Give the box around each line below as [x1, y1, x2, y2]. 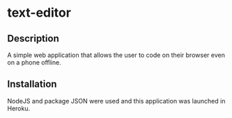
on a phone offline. [7, 58, 61, 67]
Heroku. [7, 104, 30, 112]
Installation [7, 78, 57, 90]
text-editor [7, 5, 72, 21]
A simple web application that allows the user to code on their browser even [7, 51, 225, 59]
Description [7, 33, 59, 44]
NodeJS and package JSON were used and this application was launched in [7, 96, 226, 105]
